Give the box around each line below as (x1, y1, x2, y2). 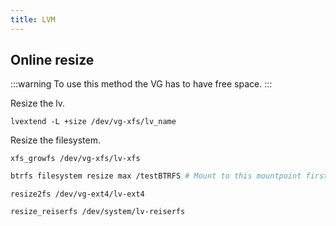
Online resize (10, 52, 95, 69)
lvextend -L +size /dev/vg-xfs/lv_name (10, 117, 177, 127)
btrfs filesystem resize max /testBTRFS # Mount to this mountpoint (10, 171, 302, 181)
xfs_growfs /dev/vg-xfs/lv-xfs (10, 154, 141, 164)
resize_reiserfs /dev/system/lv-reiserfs (10, 207, 186, 217)
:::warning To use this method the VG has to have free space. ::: (10, 78, 273, 90)
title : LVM (10, 14, 56, 25)
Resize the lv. (10, 97, 66, 110)
